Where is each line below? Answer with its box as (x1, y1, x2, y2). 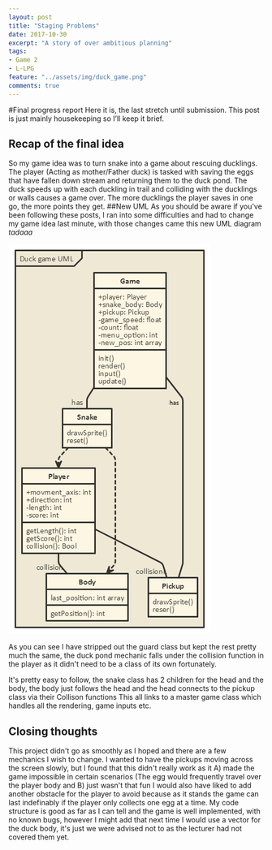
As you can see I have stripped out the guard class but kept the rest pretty (8, 642, 257, 652)
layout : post (8, 13, 53, 21)
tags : (8, 47, 27, 56)
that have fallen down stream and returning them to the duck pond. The (8, 175, 248, 186)
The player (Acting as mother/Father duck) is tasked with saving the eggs (8, 167, 254, 177)
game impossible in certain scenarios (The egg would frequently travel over (8, 772, 262, 782)
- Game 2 (8, 56, 38, 64)
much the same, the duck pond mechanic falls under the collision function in (8, 650, 264, 661)
